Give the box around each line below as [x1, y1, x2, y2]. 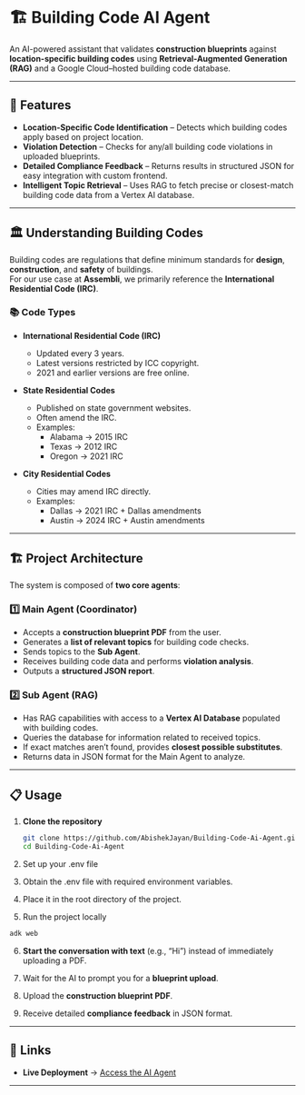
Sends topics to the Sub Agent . [22, 646, 141, 657]
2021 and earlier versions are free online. [35, 367, 190, 378]
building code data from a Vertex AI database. [22, 189, 195, 200]
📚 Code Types [9, 306, 76, 319]
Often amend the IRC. [35, 412, 117, 423]
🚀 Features [9, 97, 72, 114]
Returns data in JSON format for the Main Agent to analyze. [22, 752, 246, 762]
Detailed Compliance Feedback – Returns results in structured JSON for [22, 160, 295, 171]
